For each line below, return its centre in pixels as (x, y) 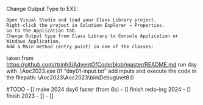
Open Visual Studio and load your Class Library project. (81, 20)
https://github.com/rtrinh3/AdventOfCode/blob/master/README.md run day (101, 64)
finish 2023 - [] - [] (30, 96)
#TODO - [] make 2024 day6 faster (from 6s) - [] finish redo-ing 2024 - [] (98, 89)
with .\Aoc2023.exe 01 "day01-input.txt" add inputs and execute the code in (101, 71)
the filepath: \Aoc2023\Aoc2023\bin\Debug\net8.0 (70, 78)
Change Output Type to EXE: (42, 9)
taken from (20, 58)
